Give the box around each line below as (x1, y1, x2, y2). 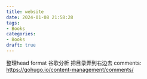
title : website (6, 8, 44, 15)
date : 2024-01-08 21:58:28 (6, 14, 73, 20)
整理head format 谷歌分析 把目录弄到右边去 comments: (6, 59, 142, 66)
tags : (6, 20, 20, 26)
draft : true (6, 42, 36, 48)
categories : (6, 31, 36, 37)
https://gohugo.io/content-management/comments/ (6, 66, 134, 73)
